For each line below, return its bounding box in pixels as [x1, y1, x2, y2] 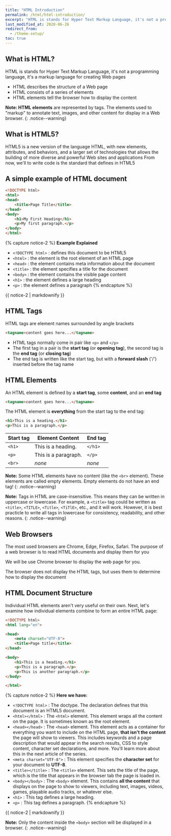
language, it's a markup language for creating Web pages [5, 73, 126, 80]
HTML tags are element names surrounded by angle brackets [5, 320, 134, 326]
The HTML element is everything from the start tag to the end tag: [5, 408, 145, 414]
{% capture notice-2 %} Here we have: [5, 692, 88, 698]
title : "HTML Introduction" [5, 7, 65, 13]
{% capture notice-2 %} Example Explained [5, 240, 98, 246]
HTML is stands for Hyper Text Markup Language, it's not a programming [5, 68, 159, 74]
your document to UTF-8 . [12, 762, 67, 768]
